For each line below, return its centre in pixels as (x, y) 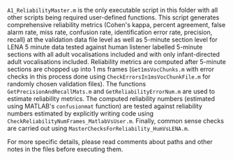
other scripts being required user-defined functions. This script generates (113, 17)
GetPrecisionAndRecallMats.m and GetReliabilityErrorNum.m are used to (111, 91)
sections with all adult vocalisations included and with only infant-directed (114, 54)
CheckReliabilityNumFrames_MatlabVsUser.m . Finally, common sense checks (116, 121)
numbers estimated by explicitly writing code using (81, 113)
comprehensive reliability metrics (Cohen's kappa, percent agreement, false (116, 25)
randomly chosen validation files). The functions (77, 84)
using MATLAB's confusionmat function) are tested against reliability (105, 106)
